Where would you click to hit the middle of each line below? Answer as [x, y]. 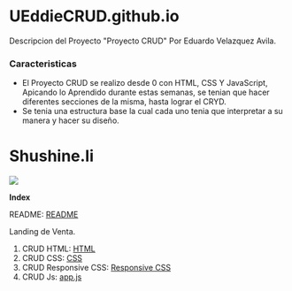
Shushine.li [52, 156]
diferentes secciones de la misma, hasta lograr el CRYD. [124, 102]
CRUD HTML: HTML [58, 249]
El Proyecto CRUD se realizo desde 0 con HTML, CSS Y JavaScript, [145, 83]
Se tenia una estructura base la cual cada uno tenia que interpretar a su [152, 111]
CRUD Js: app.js [52, 277]
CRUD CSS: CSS [52, 258]
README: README [44, 215]
